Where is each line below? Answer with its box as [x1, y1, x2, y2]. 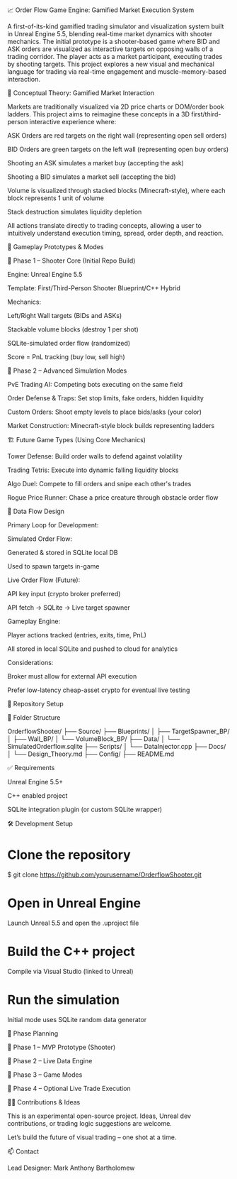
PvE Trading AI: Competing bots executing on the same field [7, 380, 183, 388]
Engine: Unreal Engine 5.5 [7, 270, 83, 278]
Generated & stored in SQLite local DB [7, 549, 118, 556]
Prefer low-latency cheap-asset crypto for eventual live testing [7, 686, 190, 694]
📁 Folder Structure [7, 713, 61, 722]
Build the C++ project [7, 943, 136, 960]
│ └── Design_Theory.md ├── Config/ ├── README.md [7, 750, 175, 758]
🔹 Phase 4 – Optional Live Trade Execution [7, 1084, 131, 1092]
